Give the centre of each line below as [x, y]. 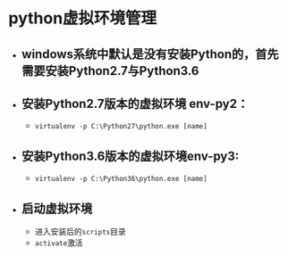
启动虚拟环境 [57, 208]
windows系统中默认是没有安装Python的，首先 [150, 54]
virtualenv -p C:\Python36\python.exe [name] [121, 179]
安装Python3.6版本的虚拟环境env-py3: [130, 156]
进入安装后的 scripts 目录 [80, 232]
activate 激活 [59, 243]
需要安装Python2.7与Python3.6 [110, 71]
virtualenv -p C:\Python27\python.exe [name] [121, 127]
